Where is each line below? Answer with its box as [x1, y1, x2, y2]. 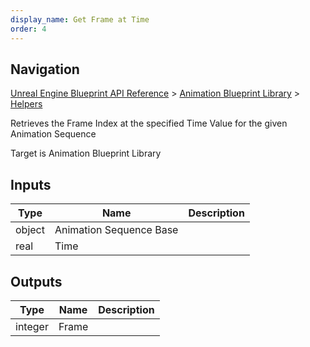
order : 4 [10, 24, 47, 34]
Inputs [10, 176, 52, 193]
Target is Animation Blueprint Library [10, 147, 162, 160]
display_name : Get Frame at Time [10, 14, 150, 25]
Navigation [10, 61, 80, 78]
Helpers [10, 98, 43, 110]
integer [15, 319, 49, 333]
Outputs [10, 273, 63, 290]
